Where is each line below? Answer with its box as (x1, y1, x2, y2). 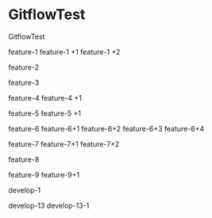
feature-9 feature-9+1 (8, 170, 80, 179)
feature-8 (8, 155, 40, 164)
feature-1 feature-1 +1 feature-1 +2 (8, 47, 121, 56)
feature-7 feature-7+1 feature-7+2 (8, 139, 120, 148)
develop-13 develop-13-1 (8, 201, 90, 210)
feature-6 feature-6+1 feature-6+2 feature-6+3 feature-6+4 (8, 124, 205, 133)
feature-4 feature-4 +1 (8, 93, 82, 102)
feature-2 (8, 62, 40, 72)
